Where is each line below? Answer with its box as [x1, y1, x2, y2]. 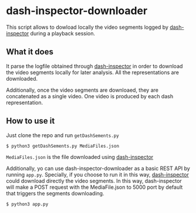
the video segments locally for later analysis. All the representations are [6, 69, 179, 76]
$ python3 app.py [6, 201, 49, 207]
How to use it [6, 116, 55, 126]
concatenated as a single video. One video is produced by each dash [6, 92, 174, 99]
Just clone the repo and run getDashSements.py [6, 131, 119, 139]
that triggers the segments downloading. [6, 189, 104, 197]
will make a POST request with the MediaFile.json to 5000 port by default [6, 184, 183, 191]
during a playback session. [30, 29, 96, 36]
